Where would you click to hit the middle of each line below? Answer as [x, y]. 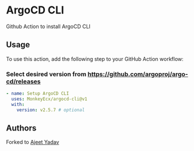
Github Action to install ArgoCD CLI [48, 26]
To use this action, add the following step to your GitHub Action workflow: [95, 59]
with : [18, 104]
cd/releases [23, 81]
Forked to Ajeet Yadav [33, 142]
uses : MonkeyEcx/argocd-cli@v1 [49, 99]
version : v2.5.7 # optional [51, 110]
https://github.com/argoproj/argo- [138, 74]
